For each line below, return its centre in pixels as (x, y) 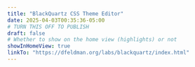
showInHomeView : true (39, 46)
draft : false (26, 33)
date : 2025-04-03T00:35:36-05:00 (56, 20)
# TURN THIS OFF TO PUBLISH (48, 27)
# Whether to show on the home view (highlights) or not (92, 40)
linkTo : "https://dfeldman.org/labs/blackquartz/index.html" (99, 53)
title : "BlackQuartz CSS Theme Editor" (66, 14)
